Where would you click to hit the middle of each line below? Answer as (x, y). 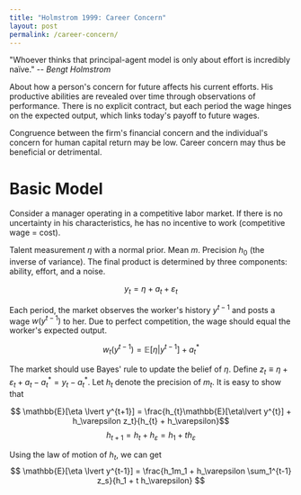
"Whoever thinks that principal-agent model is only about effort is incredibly (150, 60)
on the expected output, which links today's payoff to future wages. (135, 116)
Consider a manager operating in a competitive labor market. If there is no (146, 213)
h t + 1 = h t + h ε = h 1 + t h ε (151, 436)
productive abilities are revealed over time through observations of (133, 96)
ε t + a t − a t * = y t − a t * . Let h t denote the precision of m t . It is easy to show (145, 382)
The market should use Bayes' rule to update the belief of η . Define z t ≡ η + (149, 370)
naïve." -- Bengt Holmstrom (60, 69)
